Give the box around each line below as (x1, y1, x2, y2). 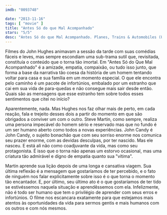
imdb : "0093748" (5, 7, 39, 12)
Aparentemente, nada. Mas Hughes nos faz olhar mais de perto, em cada (5, 106, 155, 111)
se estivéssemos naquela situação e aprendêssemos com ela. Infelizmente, (5, 184, 160, 190)
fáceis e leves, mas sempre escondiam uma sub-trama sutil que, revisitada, (5, 54, 160, 60)
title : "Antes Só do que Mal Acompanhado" (5, 25, 94, 30)
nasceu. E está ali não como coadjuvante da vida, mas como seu (5, 143, 138, 148)
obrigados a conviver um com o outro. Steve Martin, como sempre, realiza (5, 116, 158, 122)
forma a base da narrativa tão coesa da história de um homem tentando (5, 70, 152, 75)
